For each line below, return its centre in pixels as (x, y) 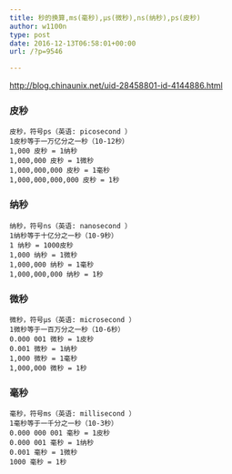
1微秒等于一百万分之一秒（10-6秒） (67, 330)
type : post (30, 35)
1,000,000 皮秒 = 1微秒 (51, 161)
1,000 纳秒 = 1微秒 (44, 255)
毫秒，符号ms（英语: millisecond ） (73, 414)
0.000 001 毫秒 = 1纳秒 (51, 443)
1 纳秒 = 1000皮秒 (41, 245)
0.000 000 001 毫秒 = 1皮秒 (60, 433)
